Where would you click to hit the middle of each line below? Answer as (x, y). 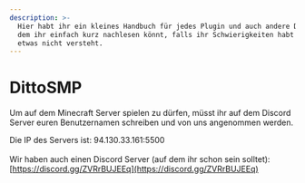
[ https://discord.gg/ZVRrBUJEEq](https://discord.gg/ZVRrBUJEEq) (134, 169)
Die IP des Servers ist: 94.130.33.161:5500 (87, 140)
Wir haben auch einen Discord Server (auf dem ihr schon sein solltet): (140, 159)
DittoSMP (46, 88)
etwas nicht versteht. (60, 43)
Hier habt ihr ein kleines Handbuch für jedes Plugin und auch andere (154, 26)
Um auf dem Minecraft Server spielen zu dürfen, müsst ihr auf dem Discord (150, 113)
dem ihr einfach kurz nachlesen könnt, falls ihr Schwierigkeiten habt (156, 34)
